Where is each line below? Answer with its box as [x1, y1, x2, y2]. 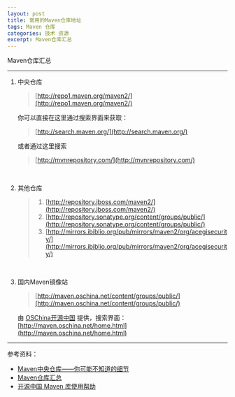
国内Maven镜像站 [17, 277, 69, 287]
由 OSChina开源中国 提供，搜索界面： [17, 314, 127, 322]
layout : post [7, 10, 45, 17]
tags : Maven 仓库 [7, 23, 56, 30]
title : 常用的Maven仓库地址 [7, 17, 82, 24]
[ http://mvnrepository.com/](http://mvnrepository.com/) [34, 156, 196, 164]
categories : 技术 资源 [7, 29, 69, 37]
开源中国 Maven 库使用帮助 [17, 382, 97, 391]
